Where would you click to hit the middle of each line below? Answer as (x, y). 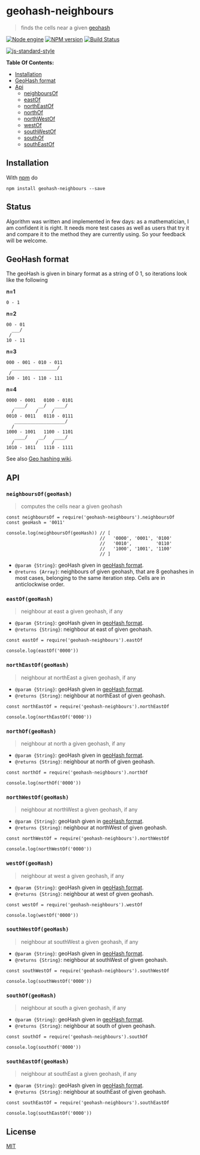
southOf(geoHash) (31, 995)
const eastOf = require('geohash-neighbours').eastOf (75, 640)
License (21, 1132)
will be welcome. (27, 240)
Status (19, 207)
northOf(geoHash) (31, 731)
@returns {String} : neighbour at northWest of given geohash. (91, 828)
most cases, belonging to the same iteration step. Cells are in (90, 578)
